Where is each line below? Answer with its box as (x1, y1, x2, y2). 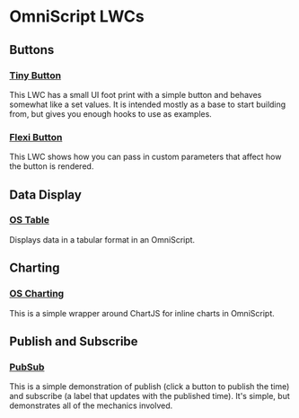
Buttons (9, 42, 55, 58)
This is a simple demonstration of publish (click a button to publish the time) (9, 381, 290, 392)
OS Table (9, 214, 49, 227)
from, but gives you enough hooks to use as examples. (9, 108, 213, 119)
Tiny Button (9, 69, 61, 82)
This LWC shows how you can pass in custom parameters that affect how (9, 151, 282, 163)
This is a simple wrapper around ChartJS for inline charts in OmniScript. (9, 307, 276, 318)
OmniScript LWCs (9, 6, 145, 27)
